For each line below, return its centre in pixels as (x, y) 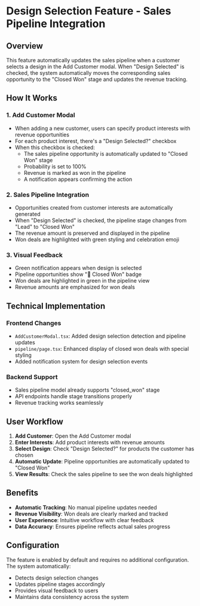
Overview (25, 46)
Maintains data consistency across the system (72, 596)
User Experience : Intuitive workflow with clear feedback (84, 520)
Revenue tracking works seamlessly (59, 403)
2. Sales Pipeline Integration (48, 195)
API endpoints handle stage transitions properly (73, 396)
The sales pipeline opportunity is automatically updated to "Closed (106, 153)
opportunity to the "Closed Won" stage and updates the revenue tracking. (97, 79)
